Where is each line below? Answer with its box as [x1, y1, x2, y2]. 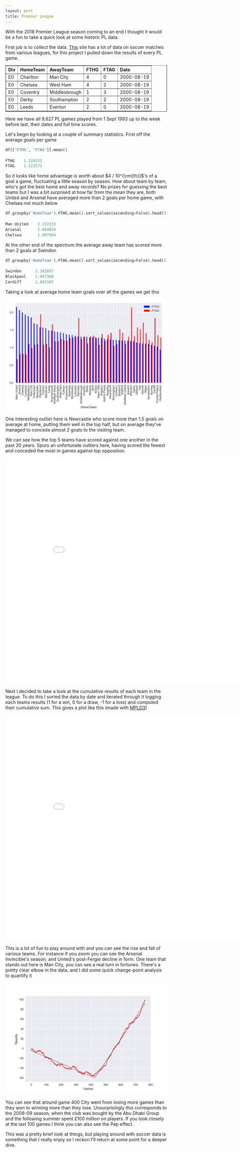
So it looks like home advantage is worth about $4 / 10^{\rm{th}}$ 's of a [5, 173, 157, 179]
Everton [49, 104, 66, 110]
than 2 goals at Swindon [5, 247, 56, 253]
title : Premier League [5, 13, 54, 19]
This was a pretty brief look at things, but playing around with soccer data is [5, 1131, 166, 1137]
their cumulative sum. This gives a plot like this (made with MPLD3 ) [5, 704, 147, 711]
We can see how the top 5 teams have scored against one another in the [5, 436, 158, 442]
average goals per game [5, 136, 57, 143]
